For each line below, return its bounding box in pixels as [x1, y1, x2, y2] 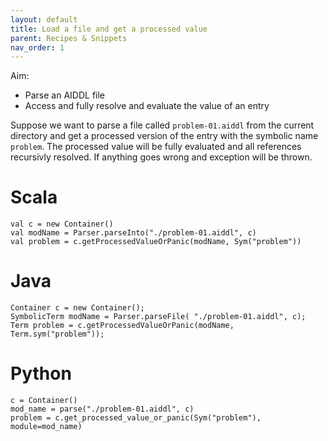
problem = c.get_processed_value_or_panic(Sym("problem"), [10, 413, 262, 423]
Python [10, 362, 72, 385]
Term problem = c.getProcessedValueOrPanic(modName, [10, 321, 235, 331]
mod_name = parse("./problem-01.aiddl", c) [10, 404, 195, 415]
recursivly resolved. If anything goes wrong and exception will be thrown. [10, 151, 313, 163]
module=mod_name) [10, 422, 83, 432]
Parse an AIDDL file [24, 89, 106, 101]
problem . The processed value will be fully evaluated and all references [10, 141, 302, 153]
